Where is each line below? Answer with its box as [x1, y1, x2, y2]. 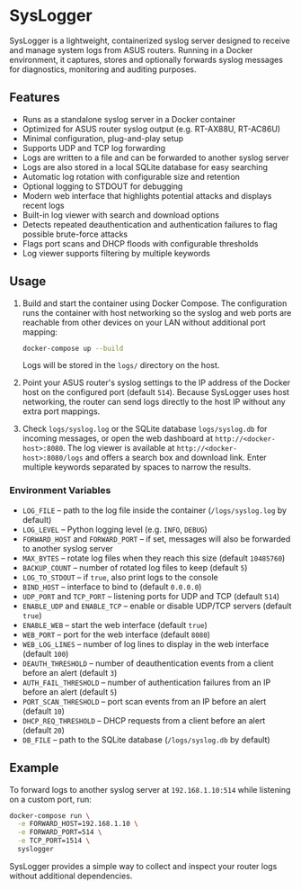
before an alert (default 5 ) [22, 686, 118, 697]
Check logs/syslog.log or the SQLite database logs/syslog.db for [22, 424, 268, 435]
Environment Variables [9, 484, 111, 497]
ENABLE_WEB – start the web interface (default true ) [22, 619, 208, 630]
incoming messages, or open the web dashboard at [22, 433, 214, 444]
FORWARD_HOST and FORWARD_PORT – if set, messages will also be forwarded [22, 533, 291, 544]
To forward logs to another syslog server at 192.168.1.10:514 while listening [9, 784, 291, 795]
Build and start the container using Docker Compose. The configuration [22, 298, 288, 309]
